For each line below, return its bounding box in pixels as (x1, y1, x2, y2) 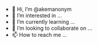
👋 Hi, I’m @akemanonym (11, 6, 72, 12)
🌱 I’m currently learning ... (11, 18, 75, 25)
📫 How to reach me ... (11, 32, 67, 38)
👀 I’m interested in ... (11, 12, 62, 19)
